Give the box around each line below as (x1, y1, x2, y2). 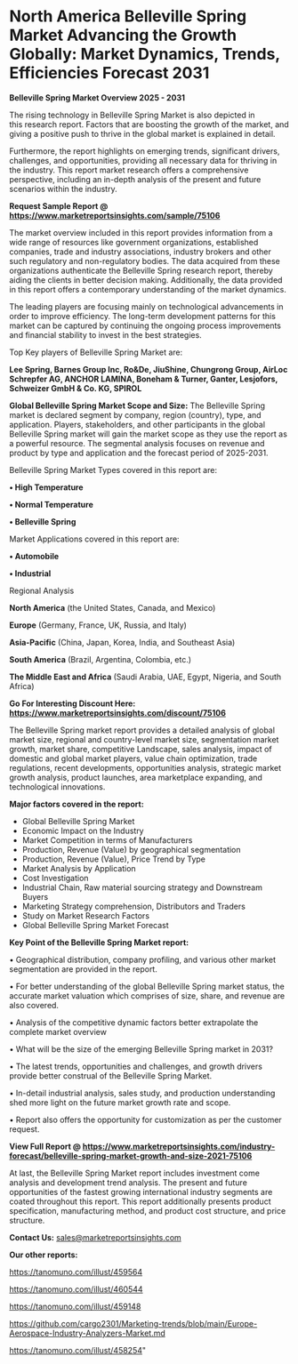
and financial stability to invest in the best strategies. (9, 329, 202, 340)
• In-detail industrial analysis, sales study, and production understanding (9, 1087, 276, 1098)
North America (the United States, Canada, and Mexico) (9, 602, 216, 613)
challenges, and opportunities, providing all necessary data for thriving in (9, 155, 278, 165)
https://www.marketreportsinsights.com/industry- (82, 1141, 276, 1151)
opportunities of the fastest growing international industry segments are (9, 1186, 273, 1197)
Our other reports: (9, 1249, 78, 1260)
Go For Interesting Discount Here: (9, 698, 136, 709)
